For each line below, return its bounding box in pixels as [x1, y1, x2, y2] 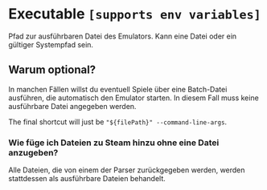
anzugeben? [8, 147, 59, 158]
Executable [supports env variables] [8, 5, 261, 23]
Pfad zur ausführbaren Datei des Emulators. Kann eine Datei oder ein [8, 31, 237, 41]
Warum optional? [8, 63, 97, 77]
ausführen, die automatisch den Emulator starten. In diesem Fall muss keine [8, 93, 259, 103]
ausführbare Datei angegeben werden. [8, 101, 137, 111]
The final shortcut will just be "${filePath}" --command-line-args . [8, 117, 228, 127]
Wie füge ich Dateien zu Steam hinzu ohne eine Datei [8, 137, 220, 148]
